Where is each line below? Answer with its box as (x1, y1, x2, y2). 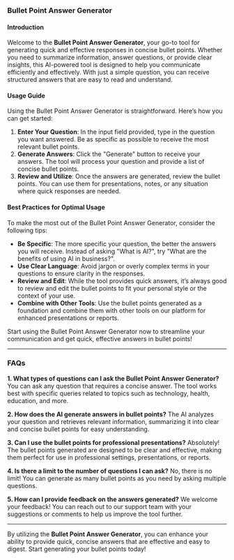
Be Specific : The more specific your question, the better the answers (17, 239, 217, 248)
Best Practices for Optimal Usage (7, 203, 106, 211)
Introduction (7, 23, 44, 31)
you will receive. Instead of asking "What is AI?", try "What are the (17, 247, 207, 255)
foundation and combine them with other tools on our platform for (17, 306, 206, 315)
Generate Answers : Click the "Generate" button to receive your (17, 150, 201, 158)
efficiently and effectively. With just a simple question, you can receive (7, 68, 210, 77)
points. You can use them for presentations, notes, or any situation (17, 180, 209, 188)
